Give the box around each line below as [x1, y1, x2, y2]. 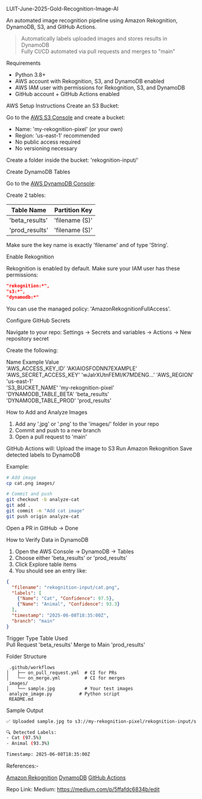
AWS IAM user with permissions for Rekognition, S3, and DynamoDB [14, 84, 186, 91]
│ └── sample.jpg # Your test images [6, 685, 134, 692]
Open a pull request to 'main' [14, 433, 87, 440]
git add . [6, 502, 31, 509]
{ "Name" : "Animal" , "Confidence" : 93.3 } [17, 601, 120, 608]
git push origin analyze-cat [6, 513, 80, 519]
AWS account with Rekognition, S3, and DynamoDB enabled [14, 78, 165, 85]
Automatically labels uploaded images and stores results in [21, 35, 168, 42]
